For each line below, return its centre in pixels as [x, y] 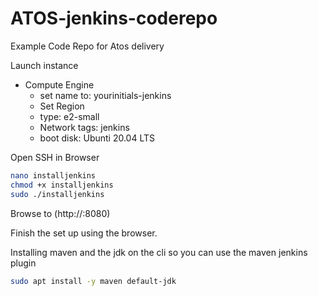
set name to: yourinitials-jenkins [105, 95]
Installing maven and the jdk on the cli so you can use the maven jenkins [159, 252]
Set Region [62, 106]
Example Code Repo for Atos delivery [87, 46]
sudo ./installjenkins [57, 194]
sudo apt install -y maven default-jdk [93, 281]
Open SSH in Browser [55, 157]
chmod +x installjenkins [62, 185]
